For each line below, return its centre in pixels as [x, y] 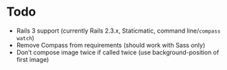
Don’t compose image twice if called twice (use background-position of [118, 52]
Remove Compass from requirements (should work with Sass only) [111, 45]
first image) [33, 59]
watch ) [25, 37]
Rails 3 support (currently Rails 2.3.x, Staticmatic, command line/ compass [118, 31]
